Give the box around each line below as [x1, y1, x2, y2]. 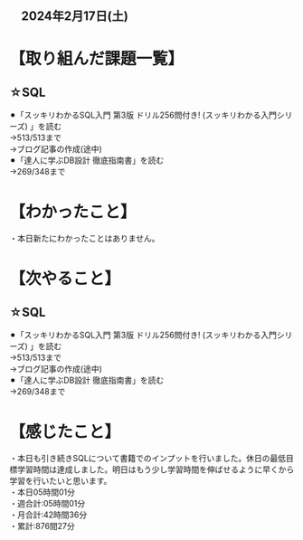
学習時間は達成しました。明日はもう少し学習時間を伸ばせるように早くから [16, 464, 295, 475]
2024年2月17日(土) [21, 8, 128, 24]
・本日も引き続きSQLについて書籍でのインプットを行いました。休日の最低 [9, 453, 287, 464]
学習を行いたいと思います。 [9, 476, 112, 487]
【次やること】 [9, 268, 121, 289]
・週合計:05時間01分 [9, 498, 86, 509]
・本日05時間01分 [9, 487, 75, 497]
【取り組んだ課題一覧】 [9, 48, 185, 69]
